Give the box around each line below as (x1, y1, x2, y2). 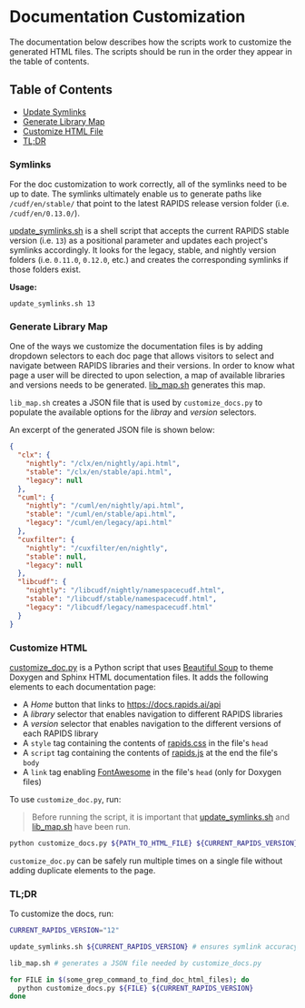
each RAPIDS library (22, 728, 99, 739)
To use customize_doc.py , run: (9, 793, 122, 804)
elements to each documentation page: (9, 680, 156, 692)
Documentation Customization (9, 6, 246, 27)
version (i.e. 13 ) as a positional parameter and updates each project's (9, 235, 268, 247)
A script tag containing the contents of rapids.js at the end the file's (22, 747, 279, 758)
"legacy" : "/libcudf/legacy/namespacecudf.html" (25, 602, 213, 611)
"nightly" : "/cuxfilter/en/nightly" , (25, 543, 169, 552)
